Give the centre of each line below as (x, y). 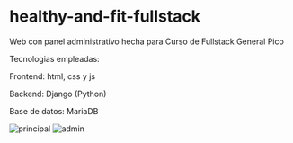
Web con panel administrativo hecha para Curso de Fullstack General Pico (147, 41)
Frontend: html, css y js (53, 76)
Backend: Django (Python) (58, 94)
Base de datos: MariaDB (54, 111)
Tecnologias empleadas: (55, 58)
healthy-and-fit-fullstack (105, 17)
